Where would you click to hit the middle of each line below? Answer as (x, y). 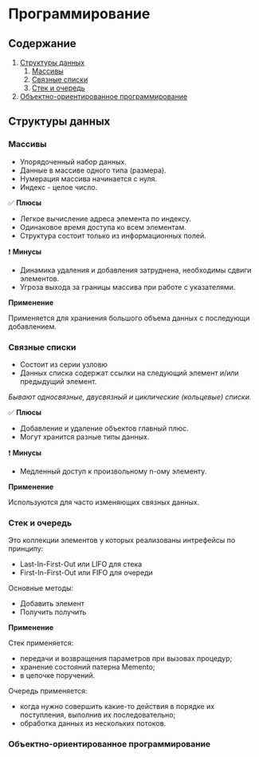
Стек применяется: (41, 643)
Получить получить (53, 612)
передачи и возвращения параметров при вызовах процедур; (126, 659)
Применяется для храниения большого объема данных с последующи (129, 318)
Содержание (43, 44)
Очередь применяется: (48, 691)
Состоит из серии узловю (63, 364)
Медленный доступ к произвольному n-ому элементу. (113, 471)
